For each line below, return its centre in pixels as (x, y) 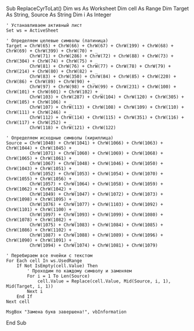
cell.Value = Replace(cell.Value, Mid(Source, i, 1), (104, 281)
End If (25, 296)
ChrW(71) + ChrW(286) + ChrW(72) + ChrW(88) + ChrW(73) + (102, 56)
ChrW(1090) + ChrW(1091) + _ (41, 240)
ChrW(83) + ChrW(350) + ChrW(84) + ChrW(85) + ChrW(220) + (103, 77)
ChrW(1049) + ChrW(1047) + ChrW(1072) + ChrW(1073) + (96, 194)
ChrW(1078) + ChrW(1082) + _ (41, 220)
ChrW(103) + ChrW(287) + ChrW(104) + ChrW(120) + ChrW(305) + (107, 97)
